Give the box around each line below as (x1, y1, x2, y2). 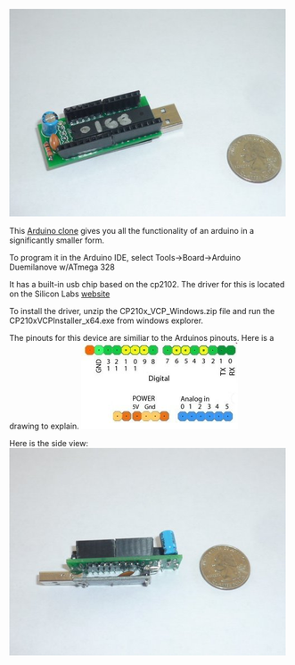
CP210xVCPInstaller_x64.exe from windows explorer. (9, 315, 203, 326)
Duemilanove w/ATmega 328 (9, 262, 116, 272)
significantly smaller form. (9, 235, 105, 245)
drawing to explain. (9, 420, 80, 431)
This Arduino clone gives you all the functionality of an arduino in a (9, 226, 255, 236)
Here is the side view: (9, 438, 89, 448)
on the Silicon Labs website (9, 288, 111, 299)
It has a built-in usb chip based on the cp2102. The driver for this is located (9, 279, 285, 289)
